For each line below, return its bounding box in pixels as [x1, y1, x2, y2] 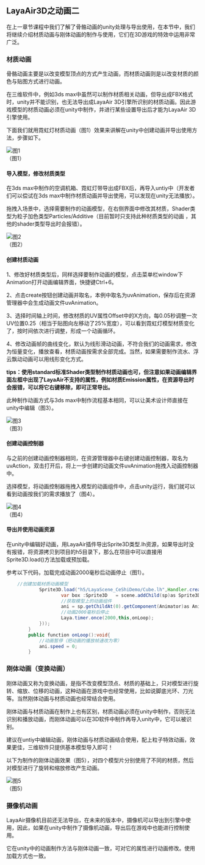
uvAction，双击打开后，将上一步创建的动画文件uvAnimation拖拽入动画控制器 [6, 462, 198, 469]
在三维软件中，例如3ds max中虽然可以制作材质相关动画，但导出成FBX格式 [6, 91, 193, 98]
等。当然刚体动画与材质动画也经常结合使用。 [6, 694, 119, 702]
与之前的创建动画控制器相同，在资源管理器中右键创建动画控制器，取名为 [6, 454, 188, 461]
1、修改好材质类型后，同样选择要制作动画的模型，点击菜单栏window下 [6, 271, 183, 278]
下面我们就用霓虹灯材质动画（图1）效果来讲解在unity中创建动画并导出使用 [6, 127, 192, 134]
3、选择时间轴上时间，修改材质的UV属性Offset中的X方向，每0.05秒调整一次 [6, 311, 197, 319]
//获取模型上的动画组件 [60, 598, 112, 604]
